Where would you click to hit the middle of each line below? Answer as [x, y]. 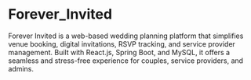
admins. [21, 68]
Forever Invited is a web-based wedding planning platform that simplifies [126, 36]
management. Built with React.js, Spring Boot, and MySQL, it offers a [119, 52]
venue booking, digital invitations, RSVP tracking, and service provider [122, 43]
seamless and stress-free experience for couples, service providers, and [126, 61]
